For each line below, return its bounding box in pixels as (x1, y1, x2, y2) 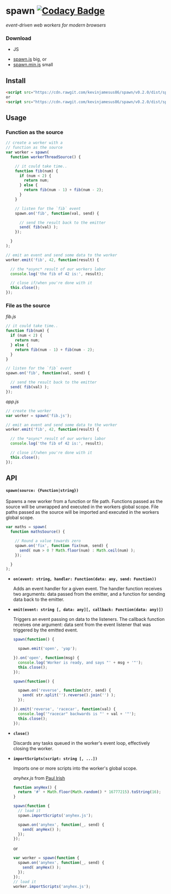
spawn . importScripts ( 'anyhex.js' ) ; (18, 813, 93, 818)
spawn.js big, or (13, 56, 47, 62)
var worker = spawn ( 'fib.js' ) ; (6, 413, 72, 418)
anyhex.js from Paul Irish (13, 775, 65, 781)
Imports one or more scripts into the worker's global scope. (13, 765, 138, 771)
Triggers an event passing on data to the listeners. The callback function (13, 616, 165, 622)
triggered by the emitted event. (13, 627, 78, 633)
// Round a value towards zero (15, 538, 81, 543)
